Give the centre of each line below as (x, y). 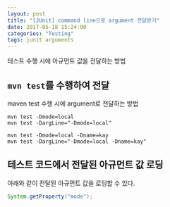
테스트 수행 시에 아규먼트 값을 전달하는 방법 (67, 61)
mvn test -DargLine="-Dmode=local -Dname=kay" (77, 142)
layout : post (26, 14)
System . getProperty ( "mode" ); (50, 196)
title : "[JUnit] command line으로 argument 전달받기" (84, 20)
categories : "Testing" (41, 33)
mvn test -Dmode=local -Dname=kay (58, 135)
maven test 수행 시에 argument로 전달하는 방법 (73, 103)
